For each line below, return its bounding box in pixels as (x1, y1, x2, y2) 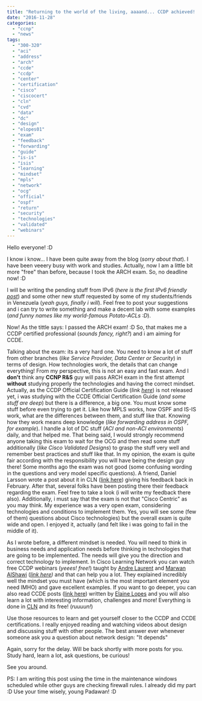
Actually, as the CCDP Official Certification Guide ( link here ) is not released (7, 386, 193, 393)
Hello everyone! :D (7, 243, 53, 251)
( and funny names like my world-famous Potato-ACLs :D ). (7, 311, 151, 319)
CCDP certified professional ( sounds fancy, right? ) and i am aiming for (7, 329, 181, 337)
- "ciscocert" (12, 93, 47, 99)
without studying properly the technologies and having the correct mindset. (7, 380, 195, 387)
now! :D (7, 275, 26, 282)
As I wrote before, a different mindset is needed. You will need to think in (7, 538, 187, 546)
